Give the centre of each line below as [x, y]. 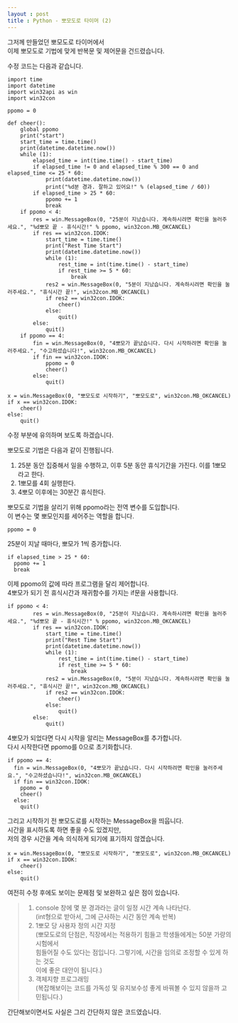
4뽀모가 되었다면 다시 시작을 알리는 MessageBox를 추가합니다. [95, 738]
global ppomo [39, 129]
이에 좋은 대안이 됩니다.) [69, 970]
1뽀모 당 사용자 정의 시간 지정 [75, 925]
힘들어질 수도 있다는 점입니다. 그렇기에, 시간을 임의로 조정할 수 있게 [128, 952]
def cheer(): [27, 123]
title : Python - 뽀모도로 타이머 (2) [60, 21]
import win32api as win [43, 92]
